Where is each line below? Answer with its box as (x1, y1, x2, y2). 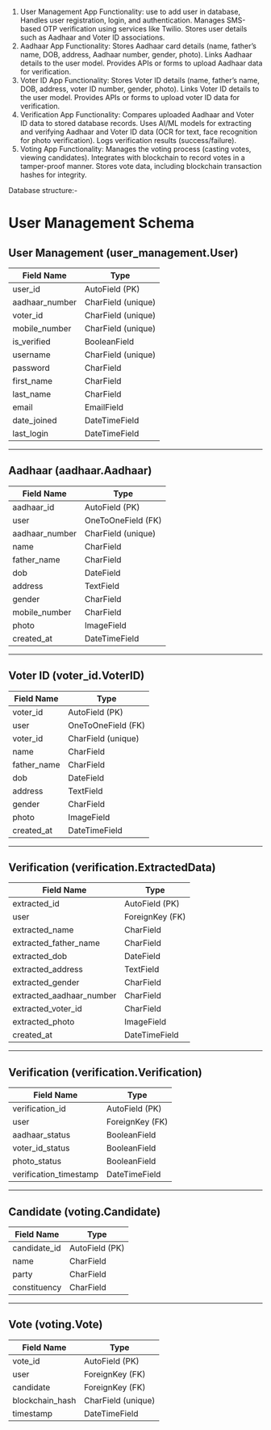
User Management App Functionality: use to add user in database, (19, 7, 240, 16)
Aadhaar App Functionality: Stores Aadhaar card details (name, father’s (19, 41, 256, 51)
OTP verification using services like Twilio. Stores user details (43, 24, 248, 33)
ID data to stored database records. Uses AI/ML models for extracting (19, 119, 252, 128)
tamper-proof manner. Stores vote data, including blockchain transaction (19, 162, 262, 170)
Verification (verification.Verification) (8, 1066, 203, 1079)
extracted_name (12, 924, 74, 936)
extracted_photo (12, 1016, 75, 1028)
